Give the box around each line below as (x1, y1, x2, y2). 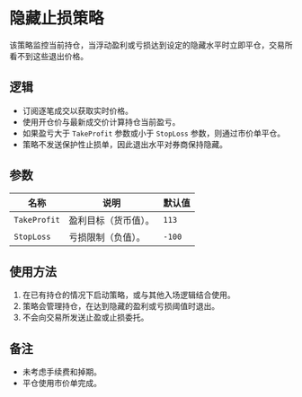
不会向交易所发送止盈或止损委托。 (22, 312, 149, 323)
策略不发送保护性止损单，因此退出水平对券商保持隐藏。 (22, 138, 227, 149)
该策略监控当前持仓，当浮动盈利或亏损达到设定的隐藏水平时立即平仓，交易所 (9, 40, 293, 50)
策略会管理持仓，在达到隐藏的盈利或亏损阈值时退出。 (22, 301, 220, 312)
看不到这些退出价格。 (9, 50, 88, 61)
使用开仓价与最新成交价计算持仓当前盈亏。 (22, 116, 181, 127)
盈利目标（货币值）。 (68, 214, 155, 226)
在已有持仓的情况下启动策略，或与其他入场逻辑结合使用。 (22, 289, 235, 301)
